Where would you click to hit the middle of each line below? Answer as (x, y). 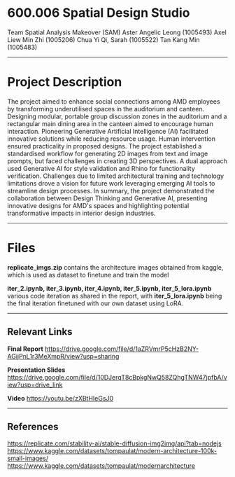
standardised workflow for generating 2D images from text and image (108, 153)
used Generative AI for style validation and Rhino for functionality (101, 168)
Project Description (65, 82)
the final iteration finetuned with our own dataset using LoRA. (95, 303)
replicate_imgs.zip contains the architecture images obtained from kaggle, (115, 267)
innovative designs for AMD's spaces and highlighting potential (98, 205)
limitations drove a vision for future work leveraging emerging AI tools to (111, 183)
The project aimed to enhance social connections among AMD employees (114, 101)
